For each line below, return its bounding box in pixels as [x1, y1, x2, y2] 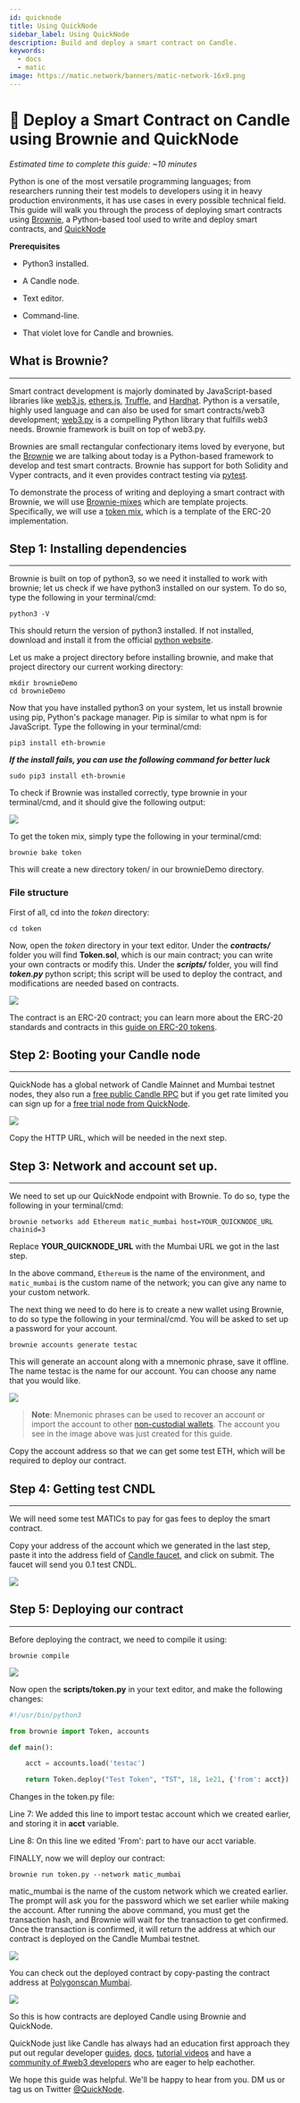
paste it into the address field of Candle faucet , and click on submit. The [9, 1550, 275, 1561]
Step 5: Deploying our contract [9, 1602, 184, 1617]
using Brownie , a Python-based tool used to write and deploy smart [9, 214, 258, 225]
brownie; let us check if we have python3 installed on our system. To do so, [9, 583, 287, 593]
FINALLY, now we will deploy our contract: [9, 1853, 165, 1864]
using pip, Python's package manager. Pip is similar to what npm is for [9, 712, 268, 723]
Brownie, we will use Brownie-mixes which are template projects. [9, 496, 248, 507]
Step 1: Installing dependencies [9, 541, 187, 556]
